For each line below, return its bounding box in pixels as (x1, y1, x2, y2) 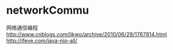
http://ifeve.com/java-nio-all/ (6, 37, 78, 44)
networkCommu (6, 4, 90, 17)
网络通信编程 (6, 24, 38, 31)
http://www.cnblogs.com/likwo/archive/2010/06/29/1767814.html (6, 30, 167, 37)
